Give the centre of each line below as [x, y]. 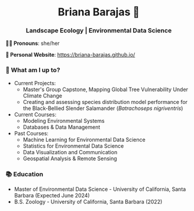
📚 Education [25, 174]
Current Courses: [35, 114]
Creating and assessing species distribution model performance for [105, 102]
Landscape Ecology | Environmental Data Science [99, 31]
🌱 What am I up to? [33, 70]
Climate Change [43, 95]
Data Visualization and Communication [70, 152]
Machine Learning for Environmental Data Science [84, 139]
